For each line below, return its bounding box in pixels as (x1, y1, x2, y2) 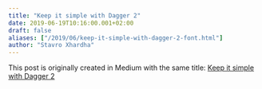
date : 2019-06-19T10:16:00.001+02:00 (8, 19, 134, 27)
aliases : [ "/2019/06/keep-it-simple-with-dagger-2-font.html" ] (8, 33, 224, 42)
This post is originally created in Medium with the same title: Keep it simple (8, 63, 254, 72)
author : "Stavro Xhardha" (8, 41, 94, 49)
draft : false (8, 26, 52, 34)
